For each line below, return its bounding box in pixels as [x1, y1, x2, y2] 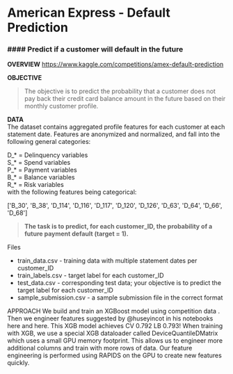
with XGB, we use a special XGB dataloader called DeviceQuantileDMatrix [7, 329, 218, 338]
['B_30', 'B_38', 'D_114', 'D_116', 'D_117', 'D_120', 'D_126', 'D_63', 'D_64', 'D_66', [7, 202, 223, 210]
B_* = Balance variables [7, 173, 75, 181]
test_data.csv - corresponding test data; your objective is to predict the [17, 279, 221, 287]
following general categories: [7, 138, 91, 146]
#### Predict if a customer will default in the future [7, 44, 184, 54]
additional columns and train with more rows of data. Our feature [7, 344, 193, 352]
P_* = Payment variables [7, 165, 78, 174]
